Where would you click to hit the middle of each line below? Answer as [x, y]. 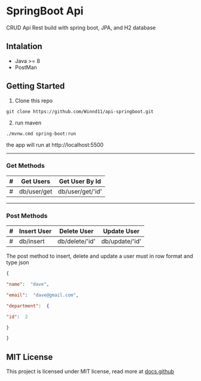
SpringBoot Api [45, 11]
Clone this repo [33, 101]
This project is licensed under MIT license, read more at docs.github [90, 371]
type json [18, 262]
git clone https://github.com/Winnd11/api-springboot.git [80, 111]
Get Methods [25, 166]
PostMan [26, 67]
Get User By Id [80, 181]
